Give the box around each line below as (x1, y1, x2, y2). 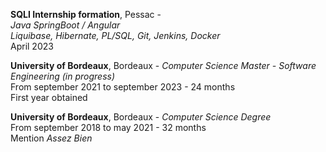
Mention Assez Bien (10, 132, 93, 144)
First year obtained (10, 92, 88, 103)
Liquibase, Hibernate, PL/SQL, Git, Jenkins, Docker (10, 30, 221, 41)
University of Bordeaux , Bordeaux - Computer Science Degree (10, 111, 272, 123)
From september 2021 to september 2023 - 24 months (10, 81, 236, 93)
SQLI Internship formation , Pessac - (10, 9, 162, 20)
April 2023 (10, 40, 54, 52)
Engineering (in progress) (10, 70, 115, 82)
